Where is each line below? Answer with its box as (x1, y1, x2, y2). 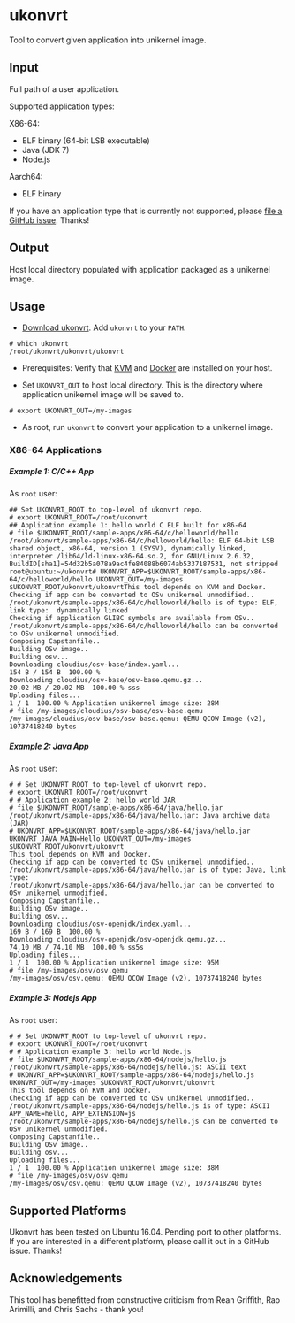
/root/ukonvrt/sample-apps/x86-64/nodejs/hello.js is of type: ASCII (9, 1102, 271, 1111)
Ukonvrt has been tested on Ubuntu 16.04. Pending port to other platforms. (9, 1227, 282, 1237)
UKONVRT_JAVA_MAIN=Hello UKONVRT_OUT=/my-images (9, 835, 192, 843)
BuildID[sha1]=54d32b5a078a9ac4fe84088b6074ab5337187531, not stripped (9, 559, 278, 569)
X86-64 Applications (9, 444, 102, 457)
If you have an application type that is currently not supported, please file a (9, 205, 283, 216)
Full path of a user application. (9, 83, 119, 94)
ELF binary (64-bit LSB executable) (21, 135, 150, 146)
